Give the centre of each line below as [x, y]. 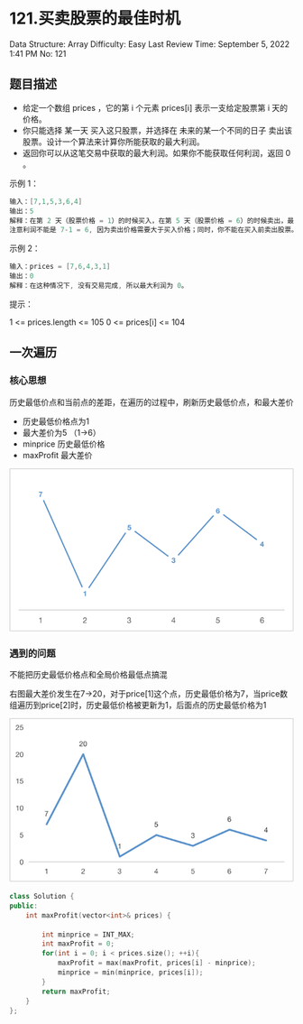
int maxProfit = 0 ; [78, 944]
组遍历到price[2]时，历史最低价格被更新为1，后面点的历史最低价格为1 [138, 706]
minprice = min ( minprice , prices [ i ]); [130, 973]
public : [24, 906]
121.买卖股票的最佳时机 [95, 18]
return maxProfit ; [76, 992]
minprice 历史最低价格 [64, 444]
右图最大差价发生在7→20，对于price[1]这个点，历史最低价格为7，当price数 [149, 694]
